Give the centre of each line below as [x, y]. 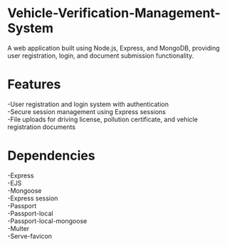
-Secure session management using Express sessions [86, 111]
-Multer [19, 228]
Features [34, 84]
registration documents [42, 127]
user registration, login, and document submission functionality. [101, 56]
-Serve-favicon [30, 236]
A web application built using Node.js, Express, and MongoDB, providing [114, 48]
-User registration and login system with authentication [88, 104]
